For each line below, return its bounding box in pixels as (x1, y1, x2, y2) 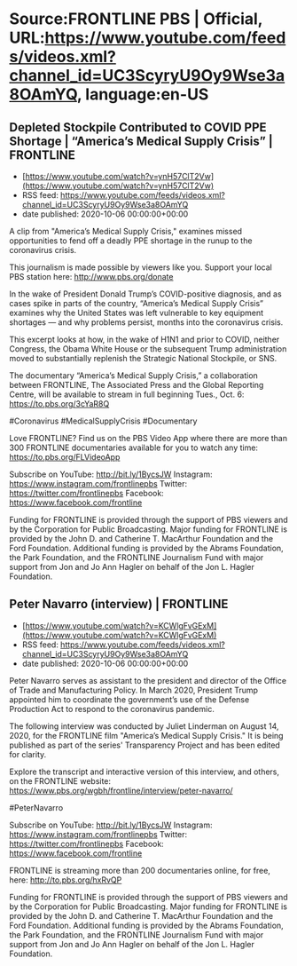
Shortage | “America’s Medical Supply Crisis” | (9, 133, 273, 148)
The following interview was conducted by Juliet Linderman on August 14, (9, 720, 279, 732)
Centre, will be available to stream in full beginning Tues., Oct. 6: (9, 389, 245, 400)
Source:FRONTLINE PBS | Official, (9, 9, 263, 29)
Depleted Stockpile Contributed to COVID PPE (9, 120, 267, 135)
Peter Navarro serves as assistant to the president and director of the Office (9, 675, 286, 685)
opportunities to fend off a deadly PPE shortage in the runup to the (9, 235, 253, 246)
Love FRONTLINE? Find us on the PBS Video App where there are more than (9, 433, 288, 443)
